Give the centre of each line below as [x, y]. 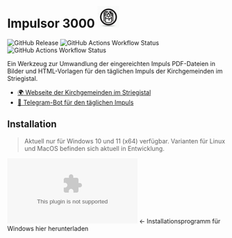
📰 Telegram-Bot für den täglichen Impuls [75, 102]
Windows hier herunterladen [48, 228]
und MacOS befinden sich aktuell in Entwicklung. [94, 148]
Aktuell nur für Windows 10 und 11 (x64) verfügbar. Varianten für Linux [125, 141]
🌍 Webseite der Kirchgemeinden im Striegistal [84, 92]
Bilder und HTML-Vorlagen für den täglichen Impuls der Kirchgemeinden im [115, 71]
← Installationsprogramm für [180, 221]
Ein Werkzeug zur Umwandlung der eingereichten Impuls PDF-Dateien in [111, 63]
